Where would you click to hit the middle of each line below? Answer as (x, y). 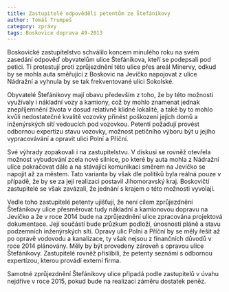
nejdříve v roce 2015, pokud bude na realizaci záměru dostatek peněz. (107, 281)
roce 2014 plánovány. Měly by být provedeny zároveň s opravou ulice (106, 246)
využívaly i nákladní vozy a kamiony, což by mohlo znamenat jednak (104, 102)
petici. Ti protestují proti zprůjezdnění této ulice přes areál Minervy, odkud (112, 67)
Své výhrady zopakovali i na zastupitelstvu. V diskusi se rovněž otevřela (109, 152)
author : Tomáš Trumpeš (40, 20)
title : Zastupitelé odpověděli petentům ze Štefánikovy (89, 13)
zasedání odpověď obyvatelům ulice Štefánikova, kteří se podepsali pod (109, 60)
